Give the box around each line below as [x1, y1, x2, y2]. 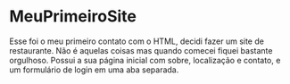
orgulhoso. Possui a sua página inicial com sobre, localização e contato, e [9, 55, 281, 65]
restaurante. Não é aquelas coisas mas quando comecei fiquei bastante [9, 45, 273, 55]
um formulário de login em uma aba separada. [9, 64, 179, 75]
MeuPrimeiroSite [9, 6, 137, 27]
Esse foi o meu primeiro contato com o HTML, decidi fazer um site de [9, 36, 265, 46]
